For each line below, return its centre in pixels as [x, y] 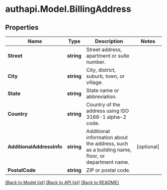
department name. [108, 162]
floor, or [96, 156]
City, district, [101, 70]
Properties [22, 27]
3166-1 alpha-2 [106, 117]
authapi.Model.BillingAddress [68, 9]
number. [96, 62]
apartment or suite [108, 56]
